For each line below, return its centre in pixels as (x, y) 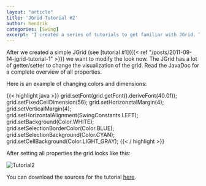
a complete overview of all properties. (54, 72)
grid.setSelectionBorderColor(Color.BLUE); (60, 128)
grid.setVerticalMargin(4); (39, 109)
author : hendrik (27, 23)
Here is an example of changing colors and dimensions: (77, 84)
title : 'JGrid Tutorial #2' (42, 18)
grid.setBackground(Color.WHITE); (50, 122)
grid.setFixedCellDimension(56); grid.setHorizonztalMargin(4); (85, 103)
